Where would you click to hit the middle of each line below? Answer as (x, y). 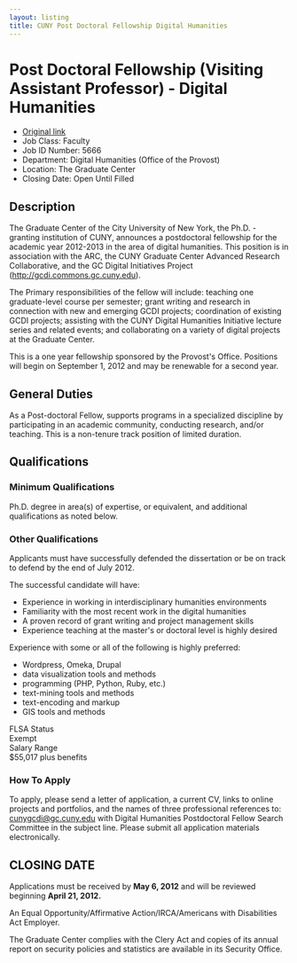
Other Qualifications (54, 539)
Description (42, 206)
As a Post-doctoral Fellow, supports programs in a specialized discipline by (146, 415)
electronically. (35, 837)
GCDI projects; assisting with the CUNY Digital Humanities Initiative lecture (145, 321)
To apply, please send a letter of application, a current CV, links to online (141, 800)
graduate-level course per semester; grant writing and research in (130, 301)
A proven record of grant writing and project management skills (138, 621)
